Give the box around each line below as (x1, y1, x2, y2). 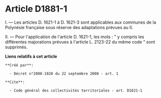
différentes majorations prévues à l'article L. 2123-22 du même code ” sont (5, 39, 155, 44)
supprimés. (5, 44, 28, 50)
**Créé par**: (5, 63, 34, 68)
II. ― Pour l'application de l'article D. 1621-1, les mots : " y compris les (5, 34, 144, 40)
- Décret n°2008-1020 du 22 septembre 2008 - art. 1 (9, 71, 119, 76)
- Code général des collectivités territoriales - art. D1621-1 (9, 88, 143, 93)
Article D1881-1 (5, 3, 68, 14)
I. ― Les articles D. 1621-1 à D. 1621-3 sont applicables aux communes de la (5, 19, 157, 25)
